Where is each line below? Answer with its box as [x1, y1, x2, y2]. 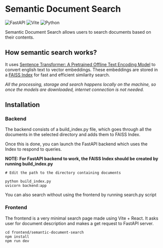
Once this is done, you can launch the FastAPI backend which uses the [5, 141, 148, 147]
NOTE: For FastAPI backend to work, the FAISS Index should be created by [5, 156, 159, 162]
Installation [5, 101, 40, 109]
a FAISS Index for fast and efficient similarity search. [5, 72, 110, 78]
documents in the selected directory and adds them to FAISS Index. [5, 132, 141, 137]
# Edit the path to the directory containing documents [5, 170, 121, 176]
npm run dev [5, 238, 29, 243]
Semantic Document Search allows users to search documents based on [5, 29, 151, 35]
